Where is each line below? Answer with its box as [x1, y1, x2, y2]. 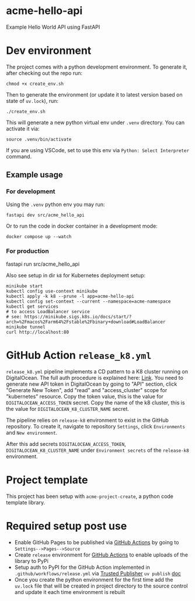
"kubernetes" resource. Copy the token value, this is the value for [6, 393, 163, 400]
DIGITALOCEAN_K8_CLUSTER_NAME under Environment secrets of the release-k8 [6, 447, 189, 454]
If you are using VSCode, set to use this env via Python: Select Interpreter [6, 146, 190, 153]
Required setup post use [6, 519, 127, 533]
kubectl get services [6, 303, 59, 310]
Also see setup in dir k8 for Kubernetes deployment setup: [6, 272, 146, 279]
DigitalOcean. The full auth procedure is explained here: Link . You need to [6, 374, 184, 381]
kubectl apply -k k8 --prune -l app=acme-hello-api [6, 293, 134, 299]
